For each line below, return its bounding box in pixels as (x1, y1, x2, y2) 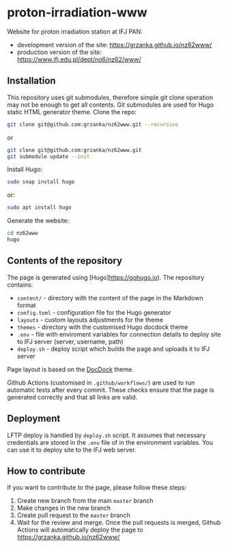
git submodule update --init (7, 153, 90, 160)
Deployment (7, 413, 61, 425)
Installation (7, 75, 56, 87)
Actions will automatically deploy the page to (16, 525, 143, 534)
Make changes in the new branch (16, 504, 111, 512)
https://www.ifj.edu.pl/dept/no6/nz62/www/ (16, 55, 141, 63)
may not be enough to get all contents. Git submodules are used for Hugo (7, 101, 214, 109)
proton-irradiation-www (7, 5, 148, 21)
